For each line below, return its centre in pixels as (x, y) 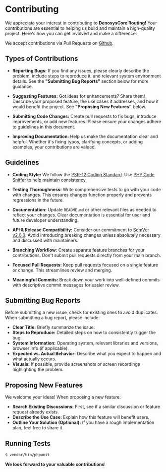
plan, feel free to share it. (38, 428)
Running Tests (28, 443)
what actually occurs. (34, 359)
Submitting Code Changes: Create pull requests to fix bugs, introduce (84, 116)
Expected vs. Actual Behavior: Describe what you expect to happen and (87, 354)
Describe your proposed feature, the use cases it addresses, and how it (85, 101)
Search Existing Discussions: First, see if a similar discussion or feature (86, 407)
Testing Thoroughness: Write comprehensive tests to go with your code (86, 189)
